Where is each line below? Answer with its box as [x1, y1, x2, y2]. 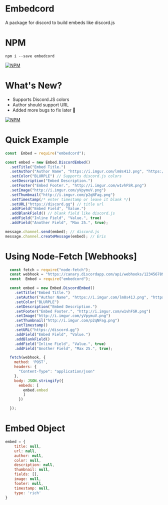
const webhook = [9, 272, 43, 277]
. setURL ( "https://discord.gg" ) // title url [9, 201, 104, 206]
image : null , [14, 476, 41, 481]
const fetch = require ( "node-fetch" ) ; [9, 267, 91, 272]
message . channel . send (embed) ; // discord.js [5, 229, 99, 234]
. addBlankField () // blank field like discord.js [9, 211, 115, 216]
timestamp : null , [14, 485, 50, 490]
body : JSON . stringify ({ [14, 378, 64, 383]
